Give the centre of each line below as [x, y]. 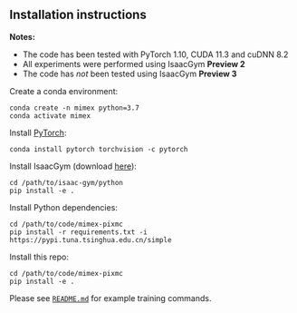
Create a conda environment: [64, 91]
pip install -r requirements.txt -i [78, 232]
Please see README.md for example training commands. [110, 298]
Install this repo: [39, 257]
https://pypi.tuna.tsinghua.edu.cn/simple [91, 240]
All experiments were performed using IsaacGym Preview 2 [134, 64]
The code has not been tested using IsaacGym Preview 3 [129, 73]
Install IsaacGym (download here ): [73, 166]
